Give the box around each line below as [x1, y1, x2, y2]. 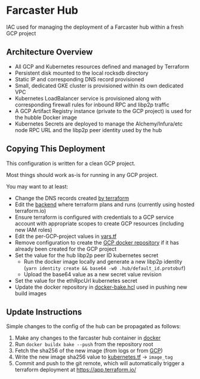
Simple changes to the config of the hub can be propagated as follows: [6, 323, 181, 330]
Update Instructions [6, 307, 82, 317]
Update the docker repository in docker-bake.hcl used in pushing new [14, 283, 187, 291]
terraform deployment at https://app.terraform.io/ [14, 366, 136, 374]
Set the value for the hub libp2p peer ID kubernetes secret [14, 252, 159, 259]
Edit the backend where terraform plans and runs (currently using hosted [14, 201, 195, 208]
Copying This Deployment [6, 144, 106, 154]
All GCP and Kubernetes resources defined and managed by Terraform [14, 63, 190, 70]
